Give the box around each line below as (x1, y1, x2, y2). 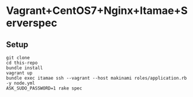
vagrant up (6, 70, 33, 76)
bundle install (6, 65, 43, 71)
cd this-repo (6, 60, 38, 66)
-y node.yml (6, 80, 35, 86)
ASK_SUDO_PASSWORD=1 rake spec (6, 85, 82, 91)
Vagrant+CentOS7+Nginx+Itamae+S (6, 4, 188, 17)
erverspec (6, 16, 57, 30)
